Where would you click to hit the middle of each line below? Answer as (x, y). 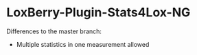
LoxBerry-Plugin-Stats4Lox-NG (98, 13)
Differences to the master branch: (54, 31)
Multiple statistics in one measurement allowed (83, 44)
